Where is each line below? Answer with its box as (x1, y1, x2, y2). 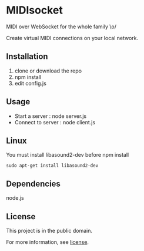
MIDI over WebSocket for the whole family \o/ (6, 23, 116, 30)
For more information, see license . (6, 239, 89, 245)
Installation (6, 51, 48, 62)
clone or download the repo (14, 67, 82, 74)
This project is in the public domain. (6, 227, 93, 234)
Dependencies (6, 179, 61, 189)
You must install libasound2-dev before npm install (6, 151, 129, 158)
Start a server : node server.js (14, 113, 87, 120)
